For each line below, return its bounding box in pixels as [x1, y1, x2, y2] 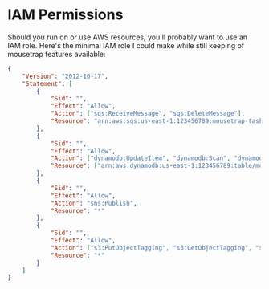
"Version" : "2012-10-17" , [22, 72, 109, 80]
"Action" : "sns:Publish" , [50, 199, 137, 207]
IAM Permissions [7, 6, 124, 24]
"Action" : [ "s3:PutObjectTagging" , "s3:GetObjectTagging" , [50, 243, 252, 252]
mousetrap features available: [7, 49, 106, 59]
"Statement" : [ [22, 79, 73, 88]
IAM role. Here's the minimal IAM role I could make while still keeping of [7, 40, 245, 50]
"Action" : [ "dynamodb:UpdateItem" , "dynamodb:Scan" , [50, 154, 230, 162]
